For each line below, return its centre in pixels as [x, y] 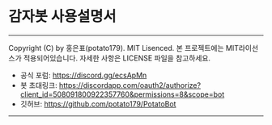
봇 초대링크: [39, 85]
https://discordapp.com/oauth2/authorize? [130, 85]
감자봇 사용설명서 [62, 17]
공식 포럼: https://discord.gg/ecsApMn [83, 75]
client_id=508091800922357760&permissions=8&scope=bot [122, 94]
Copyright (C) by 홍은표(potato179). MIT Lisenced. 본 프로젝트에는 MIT [123, 48]
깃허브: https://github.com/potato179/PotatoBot [98, 104]
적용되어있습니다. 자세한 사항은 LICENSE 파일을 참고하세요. [117, 58]
